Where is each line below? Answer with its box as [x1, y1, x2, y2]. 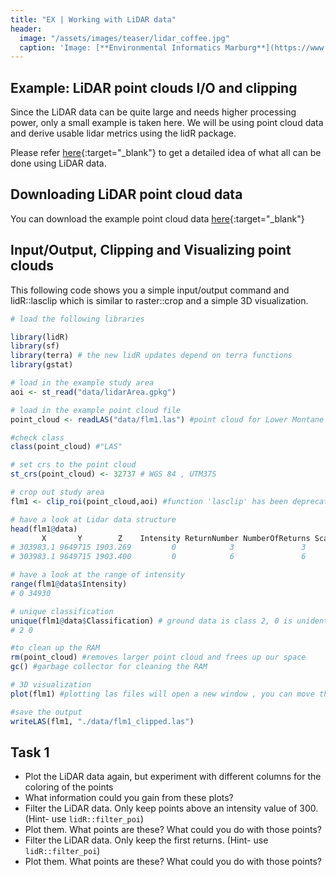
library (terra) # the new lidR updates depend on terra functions [10, 351, 293, 361]
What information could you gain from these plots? [24, 792, 234, 804]
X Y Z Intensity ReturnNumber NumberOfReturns [41, 533, 311, 543]
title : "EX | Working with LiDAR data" [10, 14, 177, 25]
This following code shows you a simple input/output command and [10, 284, 290, 296]
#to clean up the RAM [10, 643, 101, 653]
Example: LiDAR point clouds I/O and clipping [10, 79, 298, 96]
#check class [10, 432, 65, 443]
